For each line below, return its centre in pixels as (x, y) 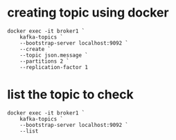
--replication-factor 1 (54, 67)
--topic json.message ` (54, 55)
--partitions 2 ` (45, 61)
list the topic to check (70, 95)
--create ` (35, 49)
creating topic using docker (88, 13)
